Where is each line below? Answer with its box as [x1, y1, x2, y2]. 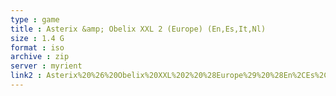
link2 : [10, 71, 43, 81]
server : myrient [10, 61, 83, 71]
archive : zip [10, 52, 70, 62]
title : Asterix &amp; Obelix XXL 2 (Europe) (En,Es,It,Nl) [10, 24, 267, 34]
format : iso [10, 42, 65, 53]
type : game [10, 14, 60, 25]
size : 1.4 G [10, 33, 65, 43]
